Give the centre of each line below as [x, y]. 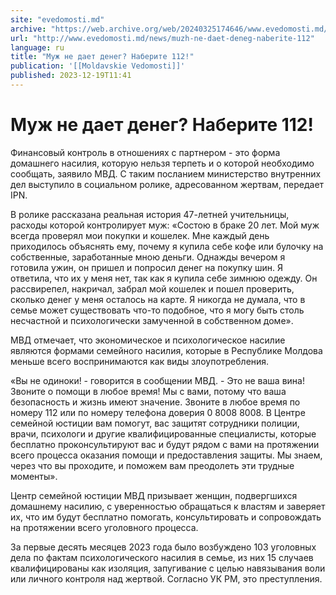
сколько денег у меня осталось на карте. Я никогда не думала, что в [158, 299]
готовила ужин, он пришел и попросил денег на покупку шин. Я [147, 267]
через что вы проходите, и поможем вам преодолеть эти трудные [152, 465]
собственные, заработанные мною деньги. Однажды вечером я [148, 257]
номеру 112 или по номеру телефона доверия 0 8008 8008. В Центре [158, 412]
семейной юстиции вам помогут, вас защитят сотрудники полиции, [155, 423]
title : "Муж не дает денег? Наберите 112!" [102, 57]
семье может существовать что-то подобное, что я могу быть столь [157, 310]
